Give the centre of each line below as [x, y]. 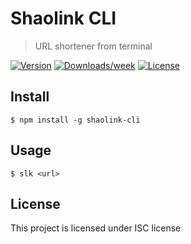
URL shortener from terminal [93, 46]
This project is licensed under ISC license [96, 228]
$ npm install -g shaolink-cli [75, 120]
